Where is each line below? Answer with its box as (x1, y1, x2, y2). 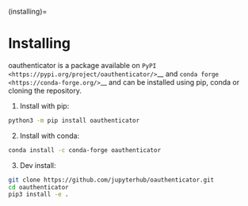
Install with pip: (19, 101, 70, 110)
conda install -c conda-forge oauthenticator (8, 146, 161, 154)
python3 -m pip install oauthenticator (8, 116, 140, 124)
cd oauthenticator (8, 183, 69, 191)
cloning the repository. (8, 86, 82, 95)
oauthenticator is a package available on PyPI (8, 60, 157, 70)
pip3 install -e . (8, 190, 69, 199)
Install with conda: (19, 131, 80, 140)
